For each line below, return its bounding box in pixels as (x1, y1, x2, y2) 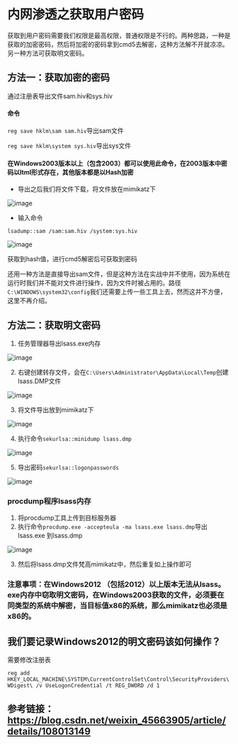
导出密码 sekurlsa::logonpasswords (17, 463, 119, 471)
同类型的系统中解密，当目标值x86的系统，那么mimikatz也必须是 (7, 601, 228, 611)
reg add (7, 670, 30, 677)
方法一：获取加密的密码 (7, 71, 110, 84)
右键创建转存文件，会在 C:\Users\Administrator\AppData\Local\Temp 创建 (17, 367, 229, 376)
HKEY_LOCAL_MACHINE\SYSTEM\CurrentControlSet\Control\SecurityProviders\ (7, 676, 230, 683)
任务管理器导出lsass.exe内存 (17, 339, 101, 348)
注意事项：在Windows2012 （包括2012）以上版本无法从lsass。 (7, 580, 225, 590)
